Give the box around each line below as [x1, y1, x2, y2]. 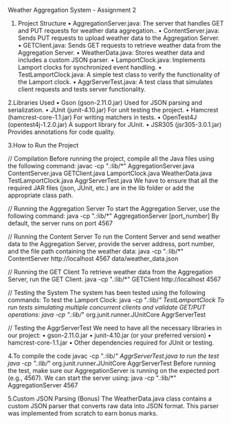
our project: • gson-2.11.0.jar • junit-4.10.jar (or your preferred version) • [8, 331, 212, 339]
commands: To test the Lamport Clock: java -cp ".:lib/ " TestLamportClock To [8, 296, 225, 304]
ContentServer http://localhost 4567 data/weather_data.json [8, 254, 179, 263]
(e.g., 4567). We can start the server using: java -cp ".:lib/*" [8, 374, 177, 382]
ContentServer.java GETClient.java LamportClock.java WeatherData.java [8, 169, 212, 177]
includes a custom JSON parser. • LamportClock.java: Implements [17, 56, 206, 64]
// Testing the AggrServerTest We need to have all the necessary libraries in [8, 324, 222, 332]
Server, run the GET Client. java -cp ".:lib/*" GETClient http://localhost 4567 [8, 275, 221, 283]
